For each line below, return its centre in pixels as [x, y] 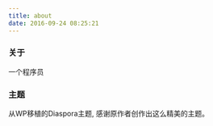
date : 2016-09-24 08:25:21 [54, 23]
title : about [30, 16]
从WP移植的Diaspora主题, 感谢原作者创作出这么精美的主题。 [109, 114]
